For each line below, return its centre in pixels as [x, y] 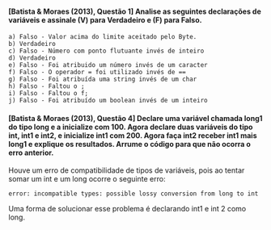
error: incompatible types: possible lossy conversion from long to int [133, 194]
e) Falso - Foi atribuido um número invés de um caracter [108, 65]
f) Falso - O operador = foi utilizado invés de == [97, 73]
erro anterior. [31, 153]
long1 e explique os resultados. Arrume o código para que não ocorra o [129, 144]
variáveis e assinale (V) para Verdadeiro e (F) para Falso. [105, 19]
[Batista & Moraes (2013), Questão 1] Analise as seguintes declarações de [135, 11]
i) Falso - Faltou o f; [49, 94]
